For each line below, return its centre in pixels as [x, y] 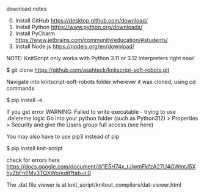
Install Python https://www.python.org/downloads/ [79, 27]
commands [20, 88]
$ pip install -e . [26, 100]
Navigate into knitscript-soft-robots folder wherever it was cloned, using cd [101, 82]
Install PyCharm [35, 33]
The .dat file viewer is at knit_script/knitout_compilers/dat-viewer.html [94, 185]
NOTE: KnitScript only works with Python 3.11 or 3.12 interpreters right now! [101, 58]
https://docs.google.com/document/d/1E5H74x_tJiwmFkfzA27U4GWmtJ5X [101, 166]
